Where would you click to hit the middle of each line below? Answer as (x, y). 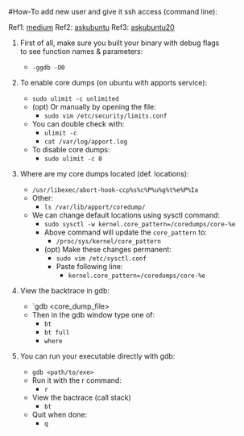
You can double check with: (78, 124)
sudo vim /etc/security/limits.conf (105, 116)
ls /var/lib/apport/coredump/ (95, 207)
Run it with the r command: (77, 380)
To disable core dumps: (71, 149)
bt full (57, 333)
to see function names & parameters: (81, 51)
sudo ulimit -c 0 (73, 159)
